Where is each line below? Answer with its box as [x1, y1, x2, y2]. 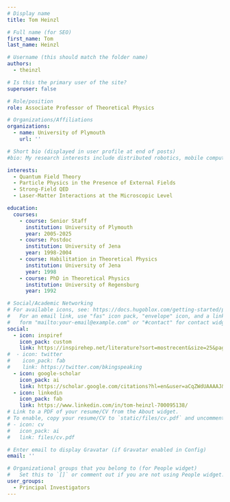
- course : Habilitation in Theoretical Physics [19, 256, 157, 263]
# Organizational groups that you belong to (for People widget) [7, 465, 197, 472]
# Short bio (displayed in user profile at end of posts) [7, 148, 176, 155]
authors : [7, 60, 32, 67]
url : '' [19, 136, 41, 143]
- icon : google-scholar [13, 370, 81, 377]
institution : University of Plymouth [25, 224, 133, 230]
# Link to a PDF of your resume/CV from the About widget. [7, 409, 179, 416]
